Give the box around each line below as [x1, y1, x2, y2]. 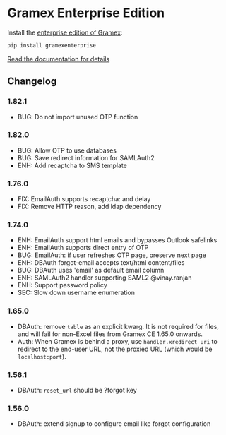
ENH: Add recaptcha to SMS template [17, 161, 127, 169]
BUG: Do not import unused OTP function [17, 112, 138, 121]
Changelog [7, 76, 57, 88]
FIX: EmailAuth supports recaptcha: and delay [17, 195, 151, 203]
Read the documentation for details [7, 54, 110, 63]
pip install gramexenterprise [7, 42, 97, 49]
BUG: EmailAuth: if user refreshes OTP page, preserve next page [17, 251, 207, 259]
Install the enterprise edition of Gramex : [7, 28, 123, 37]
